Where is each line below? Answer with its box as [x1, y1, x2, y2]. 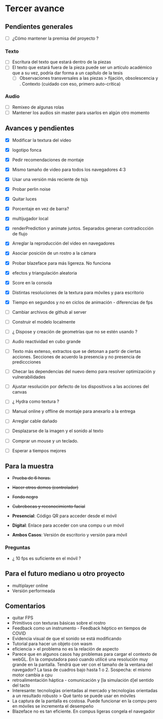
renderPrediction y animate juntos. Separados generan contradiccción [12, 226, 154, 232]
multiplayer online [12, 582, 48, 588]
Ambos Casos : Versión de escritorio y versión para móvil [12, 532, 127, 538]
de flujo [12, 231, 28, 237]
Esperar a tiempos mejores [12, 447, 66, 453]
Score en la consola [12, 279, 52, 285]
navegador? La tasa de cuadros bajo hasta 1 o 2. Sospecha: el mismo [12, 667, 151, 673]
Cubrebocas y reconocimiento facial [12, 504, 85, 510]
